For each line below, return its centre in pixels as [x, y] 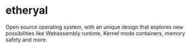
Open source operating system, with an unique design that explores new [95, 27]
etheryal [27, 10]
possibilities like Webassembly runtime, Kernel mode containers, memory [95, 33]
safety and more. [26, 39]
